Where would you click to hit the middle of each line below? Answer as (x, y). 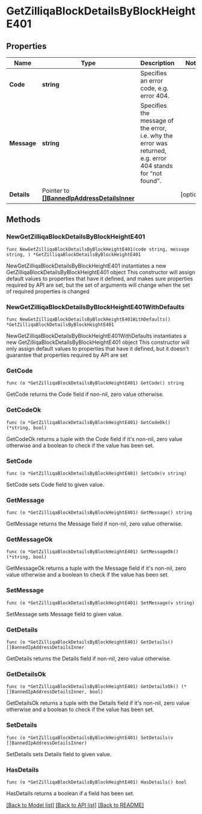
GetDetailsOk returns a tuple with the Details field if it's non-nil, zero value (98, 703)
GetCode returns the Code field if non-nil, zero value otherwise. (85, 394)
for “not (151, 173)
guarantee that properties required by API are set (67, 355)
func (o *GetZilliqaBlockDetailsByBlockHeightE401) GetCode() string (95, 383)
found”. (151, 181)
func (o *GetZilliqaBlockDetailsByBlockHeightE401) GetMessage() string (99, 513)
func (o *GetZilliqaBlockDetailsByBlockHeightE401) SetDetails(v (90, 737)
